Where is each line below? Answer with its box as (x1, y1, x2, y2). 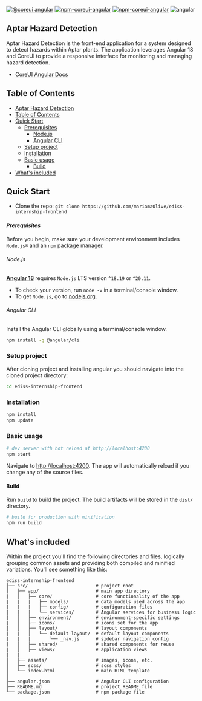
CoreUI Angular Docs (15, 70, 68, 78)
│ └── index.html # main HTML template (6, 668, 150, 674)
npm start (6, 451, 31, 457)
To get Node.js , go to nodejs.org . (15, 292, 97, 300)
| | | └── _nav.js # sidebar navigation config (6, 635, 169, 642)
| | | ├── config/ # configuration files (6, 604, 153, 610)
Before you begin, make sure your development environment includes (6, 235, 180, 242)
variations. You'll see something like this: (6, 566, 108, 573)
